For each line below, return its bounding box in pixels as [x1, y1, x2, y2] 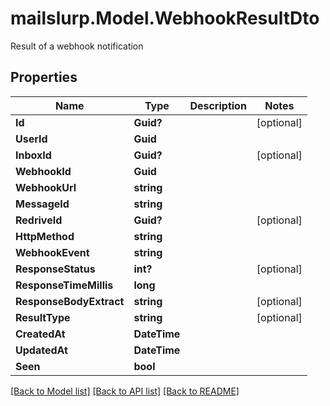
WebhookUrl [15, 180, 77, 194]
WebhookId [15, 164, 72, 178]
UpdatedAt [15, 343, 68, 357]
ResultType [15, 310, 71, 324]
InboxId [15, 148, 52, 162]
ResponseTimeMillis [15, 278, 114, 292]
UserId [15, 132, 48, 146]
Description [189, 98, 247, 112]
